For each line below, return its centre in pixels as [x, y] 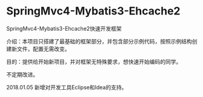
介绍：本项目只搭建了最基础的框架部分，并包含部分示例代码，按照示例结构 [99, 41]
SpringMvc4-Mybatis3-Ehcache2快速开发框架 [64, 28]
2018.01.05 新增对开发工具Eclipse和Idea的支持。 [67, 87]
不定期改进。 [22, 74]
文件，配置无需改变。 [43, 49]
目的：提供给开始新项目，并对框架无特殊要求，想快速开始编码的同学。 [94, 61]
